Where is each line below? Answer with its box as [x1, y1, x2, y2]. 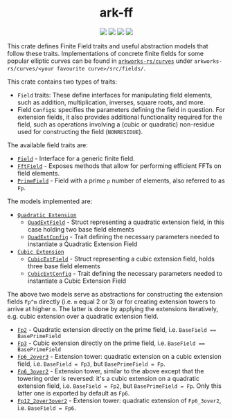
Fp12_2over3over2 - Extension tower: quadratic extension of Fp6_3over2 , [17, 396, 222, 404]
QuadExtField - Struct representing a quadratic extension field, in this [27, 218, 225, 226]
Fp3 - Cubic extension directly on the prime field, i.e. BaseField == [17, 339, 206, 347]
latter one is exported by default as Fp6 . [17, 389, 130, 397]
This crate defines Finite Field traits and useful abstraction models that [7, 41, 209, 50]
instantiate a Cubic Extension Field [27, 277, 127, 285]
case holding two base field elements [27, 225, 135, 233]
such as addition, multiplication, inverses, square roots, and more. [17, 98, 206, 106]
